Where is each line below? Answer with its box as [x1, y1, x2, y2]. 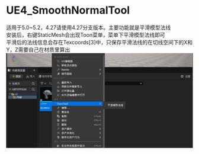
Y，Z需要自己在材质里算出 [6, 46, 70, 53]
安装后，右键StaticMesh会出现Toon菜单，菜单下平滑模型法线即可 [6, 31, 165, 38]
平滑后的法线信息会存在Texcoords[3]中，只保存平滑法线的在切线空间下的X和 [6, 38, 193, 46]
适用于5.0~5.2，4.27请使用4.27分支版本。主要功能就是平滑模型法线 [6, 24, 171, 31]
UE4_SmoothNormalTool [6, 4, 130, 17]
